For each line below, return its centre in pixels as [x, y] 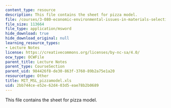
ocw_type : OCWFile [25, 57]
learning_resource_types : [33, 43]
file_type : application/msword [38, 29]
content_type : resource [31, 10]
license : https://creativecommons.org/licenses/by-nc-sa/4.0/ [73, 52]
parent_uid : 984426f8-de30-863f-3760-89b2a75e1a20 [60, 71]
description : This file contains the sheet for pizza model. [72, 15]
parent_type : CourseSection [35, 66]
